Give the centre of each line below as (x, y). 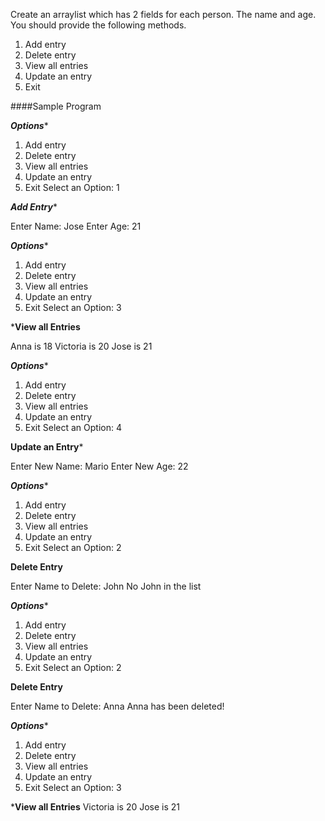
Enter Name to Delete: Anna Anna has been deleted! (117, 706)
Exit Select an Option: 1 (72, 187)
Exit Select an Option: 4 (73, 427)
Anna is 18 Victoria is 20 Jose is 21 (81, 346)
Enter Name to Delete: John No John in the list (106, 586)
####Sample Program (56, 106)
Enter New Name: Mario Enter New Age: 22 (99, 466)
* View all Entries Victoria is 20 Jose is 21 (95, 807)
